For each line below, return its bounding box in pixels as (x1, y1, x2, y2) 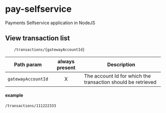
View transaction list (5, 34, 70, 42)
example (5, 92, 24, 98)
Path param (14, 61, 42, 68)
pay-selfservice (5, 3, 72, 15)
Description (107, 61, 135, 68)
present (56, 64, 76, 71)
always (57, 58, 75, 65)
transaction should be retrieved (83, 78, 157, 85)
